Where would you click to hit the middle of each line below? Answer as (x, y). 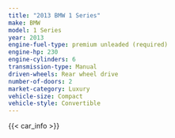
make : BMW (25, 23)
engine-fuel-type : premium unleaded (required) (88, 45)
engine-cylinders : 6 (42, 60)
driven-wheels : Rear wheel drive (63, 74)
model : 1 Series (35, 30)
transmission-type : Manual (53, 67)
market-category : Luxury (49, 89)
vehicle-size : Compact (46, 96)
